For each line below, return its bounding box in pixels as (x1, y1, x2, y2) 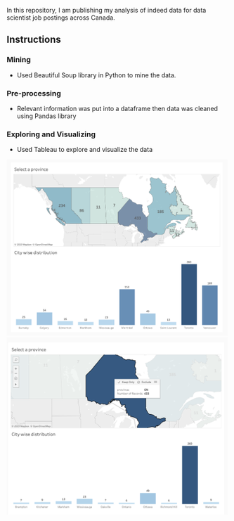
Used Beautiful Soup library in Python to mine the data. (16, 70, 176, 79)
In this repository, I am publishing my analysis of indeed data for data (6, 6, 207, 14)
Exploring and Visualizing (6, 129, 96, 139)
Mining (6, 55, 31, 65)
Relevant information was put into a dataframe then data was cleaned (16, 104, 219, 112)
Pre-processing (6, 88, 61, 98)
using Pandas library (16, 112, 77, 120)
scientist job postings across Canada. (6, 13, 115, 22)
